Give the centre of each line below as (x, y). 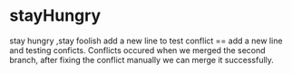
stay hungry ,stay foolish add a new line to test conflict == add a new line (146, 41)
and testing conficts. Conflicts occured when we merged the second (137, 50)
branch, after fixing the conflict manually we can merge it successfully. (142, 60)
